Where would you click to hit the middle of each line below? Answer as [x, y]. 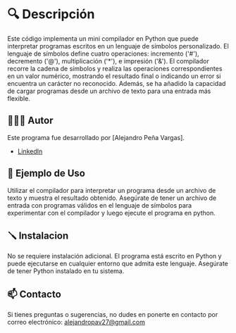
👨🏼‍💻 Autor [30, 121]
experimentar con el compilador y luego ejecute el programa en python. [112, 213]
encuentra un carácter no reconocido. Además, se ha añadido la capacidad [117, 83]
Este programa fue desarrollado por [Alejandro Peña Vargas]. [96, 137]
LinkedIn [30, 151]
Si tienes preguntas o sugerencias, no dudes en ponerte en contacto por [113, 315]
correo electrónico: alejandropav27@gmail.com [76, 322]
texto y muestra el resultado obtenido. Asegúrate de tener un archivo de [112, 198]
